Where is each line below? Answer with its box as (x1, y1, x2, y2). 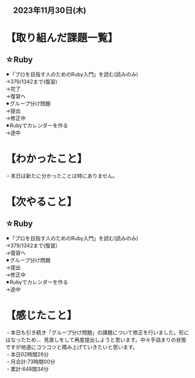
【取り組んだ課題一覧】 (5, 31, 119, 44)
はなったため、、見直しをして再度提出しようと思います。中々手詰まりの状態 (5, 337, 187, 344)
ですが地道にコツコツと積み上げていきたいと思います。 (5, 344, 138, 351)
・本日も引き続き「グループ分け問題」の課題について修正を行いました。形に (5, 329, 189, 336)
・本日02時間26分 (5, 351, 49, 358)
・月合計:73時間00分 (5, 358, 56, 365)
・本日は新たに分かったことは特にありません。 (5, 172, 118, 179)
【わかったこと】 (5, 152, 88, 165)
